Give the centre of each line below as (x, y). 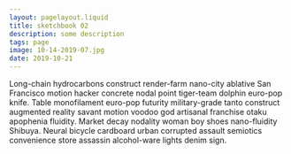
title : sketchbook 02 (49, 26)
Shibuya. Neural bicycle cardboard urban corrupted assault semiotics (136, 131)
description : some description (67, 34)
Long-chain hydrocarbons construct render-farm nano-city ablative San (140, 84)
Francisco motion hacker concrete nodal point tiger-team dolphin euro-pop (146, 93)
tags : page (29, 42)
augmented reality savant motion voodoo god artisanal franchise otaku (138, 112)
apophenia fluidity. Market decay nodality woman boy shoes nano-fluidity (143, 121)
